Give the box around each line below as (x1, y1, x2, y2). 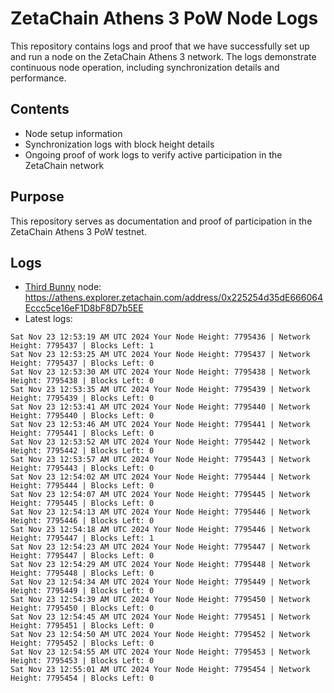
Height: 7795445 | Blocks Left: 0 (10, 498, 155, 509)
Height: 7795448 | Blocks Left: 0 (10, 568, 155, 579)
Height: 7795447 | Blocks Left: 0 (10, 551, 155, 561)
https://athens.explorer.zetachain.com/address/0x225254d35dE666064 (24, 292, 323, 304)
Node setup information (24, 127, 123, 139)
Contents (10, 101, 70, 118)
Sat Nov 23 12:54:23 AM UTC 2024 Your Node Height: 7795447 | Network (10, 542, 311, 552)
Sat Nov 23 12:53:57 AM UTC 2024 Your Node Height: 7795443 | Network (10, 455, 311, 465)
